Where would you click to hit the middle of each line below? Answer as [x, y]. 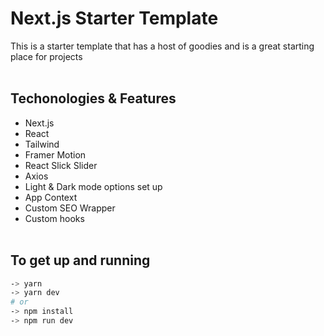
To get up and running [80, 260]
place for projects [46, 56]
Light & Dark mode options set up [93, 186]
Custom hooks [54, 218]
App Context [51, 197]
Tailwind [42, 144]
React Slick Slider [61, 165]
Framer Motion [55, 154]
